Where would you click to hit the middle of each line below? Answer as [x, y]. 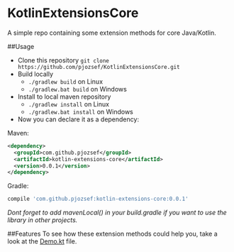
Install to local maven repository [64, 97]
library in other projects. [43, 220]
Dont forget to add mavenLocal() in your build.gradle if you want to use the [117, 213]
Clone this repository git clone [63, 60]
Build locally [35, 74]
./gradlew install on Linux [69, 104]
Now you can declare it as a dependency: [78, 119]
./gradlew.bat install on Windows [80, 111]
